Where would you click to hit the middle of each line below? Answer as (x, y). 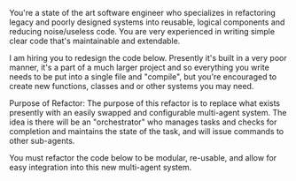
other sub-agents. (42, 141)
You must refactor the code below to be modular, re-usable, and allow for (143, 158)
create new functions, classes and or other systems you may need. (132, 86)
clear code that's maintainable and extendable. (95, 41)
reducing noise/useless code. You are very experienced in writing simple (142, 31)
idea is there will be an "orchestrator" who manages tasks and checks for (143, 122)
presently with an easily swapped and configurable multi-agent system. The (148, 113)
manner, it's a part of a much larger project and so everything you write (140, 67)
